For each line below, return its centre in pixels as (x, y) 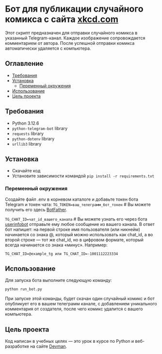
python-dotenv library (33, 139)
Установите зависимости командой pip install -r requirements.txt (83, 176)
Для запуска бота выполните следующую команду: (58, 280)
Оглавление (24, 64)
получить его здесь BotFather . (36, 209)
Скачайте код (26, 171)
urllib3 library (27, 144)
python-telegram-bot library (40, 128)
